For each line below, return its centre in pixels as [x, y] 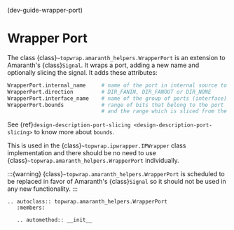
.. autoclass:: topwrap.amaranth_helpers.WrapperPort [88, 202]
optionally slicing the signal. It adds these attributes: [82, 72]
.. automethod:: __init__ [54, 220]
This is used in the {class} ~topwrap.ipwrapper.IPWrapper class [97, 145]
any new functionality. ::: [43, 189]
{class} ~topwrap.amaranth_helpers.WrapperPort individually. [94, 161]
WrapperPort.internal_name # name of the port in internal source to [117, 85]
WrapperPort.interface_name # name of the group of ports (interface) [117, 98]
